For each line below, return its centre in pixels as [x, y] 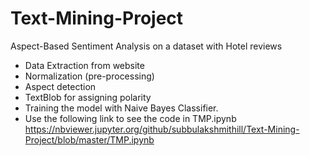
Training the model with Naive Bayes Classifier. [121, 108]
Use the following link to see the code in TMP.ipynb [130, 118]
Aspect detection [60, 86]
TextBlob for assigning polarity [88, 97]
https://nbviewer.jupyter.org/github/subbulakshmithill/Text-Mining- [162, 129]
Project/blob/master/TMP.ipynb [89, 139]
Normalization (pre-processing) [89, 76]
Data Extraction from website [84, 65]
